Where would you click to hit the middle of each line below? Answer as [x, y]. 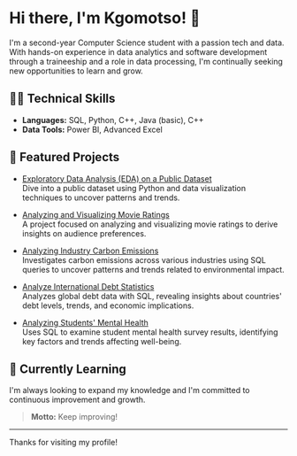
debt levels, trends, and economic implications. [108, 305]
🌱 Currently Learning [68, 369]
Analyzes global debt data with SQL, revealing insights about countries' [152, 296]
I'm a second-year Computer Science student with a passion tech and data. [147, 43]
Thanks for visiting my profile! [63, 443]
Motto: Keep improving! [74, 417]
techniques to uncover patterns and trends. [101, 197]
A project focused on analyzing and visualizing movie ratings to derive [150, 224]
